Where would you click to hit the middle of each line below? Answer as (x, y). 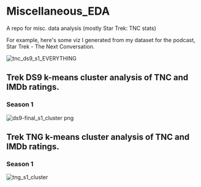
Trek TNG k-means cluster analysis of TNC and (98, 137)
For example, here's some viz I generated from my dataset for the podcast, (101, 40)
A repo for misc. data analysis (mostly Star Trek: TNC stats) (81, 28)
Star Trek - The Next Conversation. (51, 46)
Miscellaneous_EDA (58, 11)
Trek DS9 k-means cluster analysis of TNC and (97, 78)
